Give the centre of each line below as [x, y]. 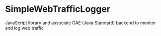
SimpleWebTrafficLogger [58, 9]
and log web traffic [24, 28]
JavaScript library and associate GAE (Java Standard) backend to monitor [80, 23]
